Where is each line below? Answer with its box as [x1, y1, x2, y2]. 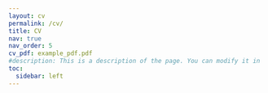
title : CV [8, 27, 42, 35]
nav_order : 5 [8, 42, 53, 50]
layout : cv [8, 11, 46, 20]
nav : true [8, 34, 42, 43]
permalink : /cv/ [8, 19, 64, 27]
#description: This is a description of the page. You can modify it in [8, 57, 261, 66]
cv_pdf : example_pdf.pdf [8, 49, 93, 57]
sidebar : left [15, 72, 64, 80]
